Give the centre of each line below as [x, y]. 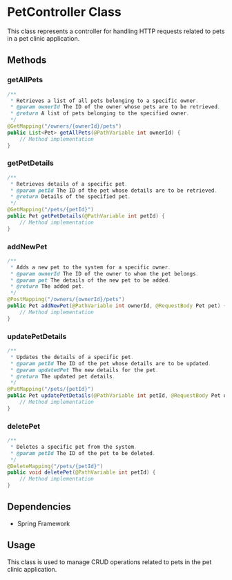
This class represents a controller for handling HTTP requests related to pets [116, 31]
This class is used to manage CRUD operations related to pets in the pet [109, 562]
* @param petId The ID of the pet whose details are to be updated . [111, 363]
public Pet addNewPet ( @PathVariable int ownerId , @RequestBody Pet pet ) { [117, 306]
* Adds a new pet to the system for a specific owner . [90, 267]
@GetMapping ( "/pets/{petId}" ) [51, 210]
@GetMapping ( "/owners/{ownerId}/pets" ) [65, 126]
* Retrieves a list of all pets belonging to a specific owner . [104, 101]
